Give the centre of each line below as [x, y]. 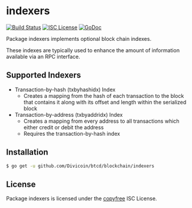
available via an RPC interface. [43, 56]
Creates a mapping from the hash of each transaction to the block [104, 95]
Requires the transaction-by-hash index [72, 133]
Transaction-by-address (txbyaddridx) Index [69, 114]
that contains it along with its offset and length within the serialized [105, 102]
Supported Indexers [44, 75]
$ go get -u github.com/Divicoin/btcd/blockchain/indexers [80, 166]
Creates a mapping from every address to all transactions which [101, 121]
